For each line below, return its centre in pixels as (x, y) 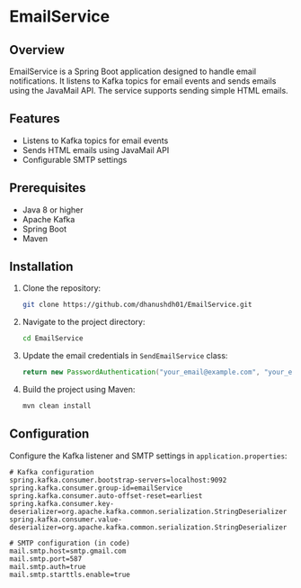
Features (35, 119)
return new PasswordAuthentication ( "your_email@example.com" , (141, 372)
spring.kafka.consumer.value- (66, 520)
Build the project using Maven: (79, 390)
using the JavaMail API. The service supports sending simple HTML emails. (149, 90)
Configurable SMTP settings (75, 159)
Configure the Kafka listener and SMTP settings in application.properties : (148, 456)
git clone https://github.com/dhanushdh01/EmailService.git (137, 305)
